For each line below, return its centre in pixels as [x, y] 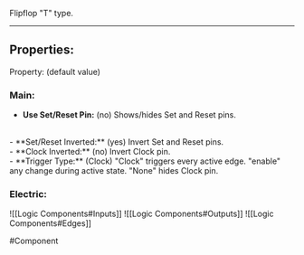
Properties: [42, 50]
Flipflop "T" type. [42, 13]
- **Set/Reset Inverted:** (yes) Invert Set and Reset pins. [117, 142]
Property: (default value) [55, 71]
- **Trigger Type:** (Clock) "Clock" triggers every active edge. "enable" [145, 161]
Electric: [28, 194]
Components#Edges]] [51, 223]
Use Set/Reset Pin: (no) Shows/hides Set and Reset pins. [129, 115]
